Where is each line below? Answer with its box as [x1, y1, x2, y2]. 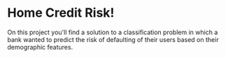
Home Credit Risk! [7, 5, 115, 21]
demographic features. [7, 43, 73, 51]
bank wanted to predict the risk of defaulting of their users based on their [7, 35, 219, 43]
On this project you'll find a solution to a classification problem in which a [7, 28, 218, 36]
